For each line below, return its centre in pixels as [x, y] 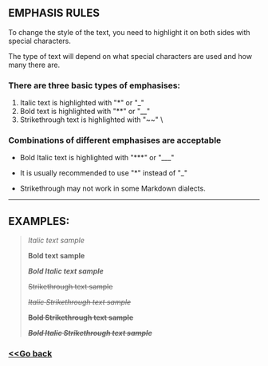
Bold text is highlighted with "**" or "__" [85, 112]
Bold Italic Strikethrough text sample [90, 333]
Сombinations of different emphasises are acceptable [115, 140]
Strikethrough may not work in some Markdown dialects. [112, 189]
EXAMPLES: [39, 221]
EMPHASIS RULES [54, 13]
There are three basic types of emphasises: [95, 85]
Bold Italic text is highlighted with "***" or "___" [97, 158]
